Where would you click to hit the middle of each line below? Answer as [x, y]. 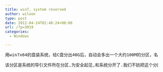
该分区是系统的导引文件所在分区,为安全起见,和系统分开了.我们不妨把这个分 [81, 65]
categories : [17, 32]
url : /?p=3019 [19, 27]
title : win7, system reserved [36, 9]
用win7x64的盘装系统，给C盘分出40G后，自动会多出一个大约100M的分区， [80, 55]
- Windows [19, 36]
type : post [16, 18]
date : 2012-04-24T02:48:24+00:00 [39, 23]
